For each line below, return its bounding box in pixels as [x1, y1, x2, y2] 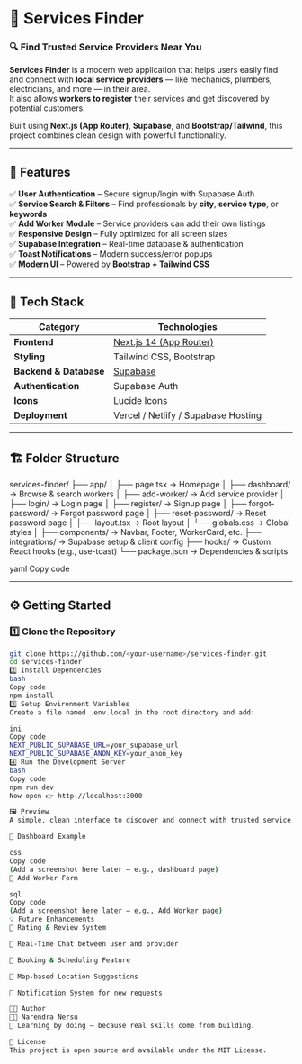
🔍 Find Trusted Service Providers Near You [9, 41, 202, 53]
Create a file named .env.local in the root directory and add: [9, 707, 255, 717]
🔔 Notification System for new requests [9, 988, 164, 997]
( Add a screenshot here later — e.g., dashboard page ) [9, 865, 219, 874]
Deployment [13, 409, 67, 422]
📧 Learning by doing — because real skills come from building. [9, 1022, 255, 1031]
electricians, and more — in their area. [9, 84, 151, 95]
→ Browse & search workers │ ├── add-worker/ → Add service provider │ [9, 488, 285, 499]
